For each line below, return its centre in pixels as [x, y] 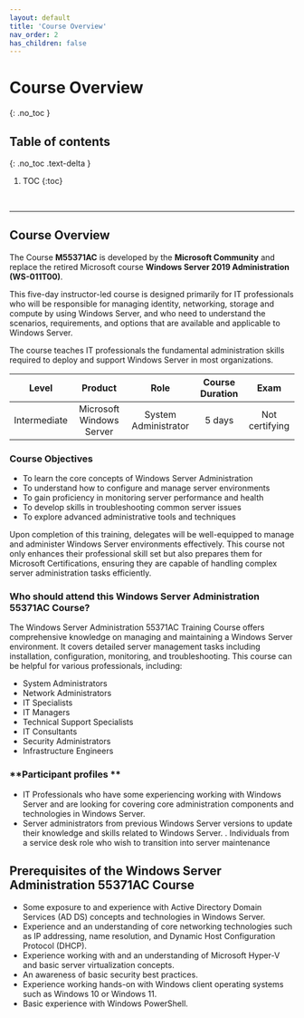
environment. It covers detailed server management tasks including [135, 647]
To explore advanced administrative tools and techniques [129, 517]
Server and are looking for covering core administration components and [158, 804]
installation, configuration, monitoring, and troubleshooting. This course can [151, 656]
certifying [269, 425]
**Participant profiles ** [65, 774]
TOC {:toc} [43, 181]
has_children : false [48, 43]
